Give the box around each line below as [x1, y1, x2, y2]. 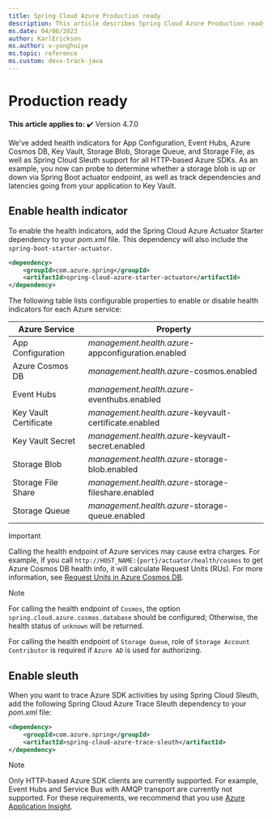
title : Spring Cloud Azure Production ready [8, 11, 161, 20]
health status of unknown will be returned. [8, 621, 144, 631]
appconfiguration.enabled [87, 347, 187, 359]
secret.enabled [87, 440, 146, 452]
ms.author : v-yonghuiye [8, 42, 89, 50]
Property [156, 324, 192, 335]
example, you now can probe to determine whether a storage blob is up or [8, 163, 257, 173]
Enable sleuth [8, 668, 79, 682]
